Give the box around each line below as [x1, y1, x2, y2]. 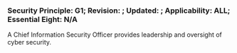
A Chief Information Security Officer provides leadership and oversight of [7, 30, 223, 39]
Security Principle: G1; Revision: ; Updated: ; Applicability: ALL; [7, 6, 231, 16]
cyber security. [7, 38, 52, 47]
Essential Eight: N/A [7, 14, 78, 24]
